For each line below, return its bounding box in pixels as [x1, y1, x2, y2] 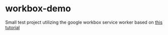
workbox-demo [5, 3, 71, 14]
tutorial [5, 24, 20, 30]
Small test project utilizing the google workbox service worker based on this [5, 19, 162, 25]
